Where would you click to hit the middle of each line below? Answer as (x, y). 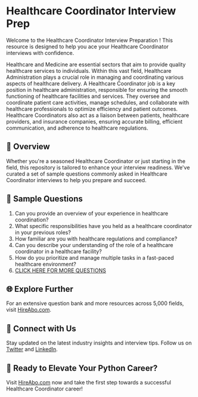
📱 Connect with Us (41, 329)
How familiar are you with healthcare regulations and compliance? (96, 238)
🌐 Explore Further (40, 289)
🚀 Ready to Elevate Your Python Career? (82, 368)
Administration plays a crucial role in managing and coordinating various (95, 77)
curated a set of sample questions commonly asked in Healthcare (87, 174)
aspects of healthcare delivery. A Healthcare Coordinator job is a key (91, 83)
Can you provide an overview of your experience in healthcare (92, 213)
